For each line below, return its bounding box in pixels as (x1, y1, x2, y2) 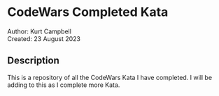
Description (7, 55, 59, 67)
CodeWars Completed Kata (7, 4, 169, 20)
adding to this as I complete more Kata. (7, 81, 120, 89)
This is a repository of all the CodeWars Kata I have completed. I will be (7, 73, 212, 81)
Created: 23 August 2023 (7, 34, 80, 42)
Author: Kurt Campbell (7, 27, 72, 35)
